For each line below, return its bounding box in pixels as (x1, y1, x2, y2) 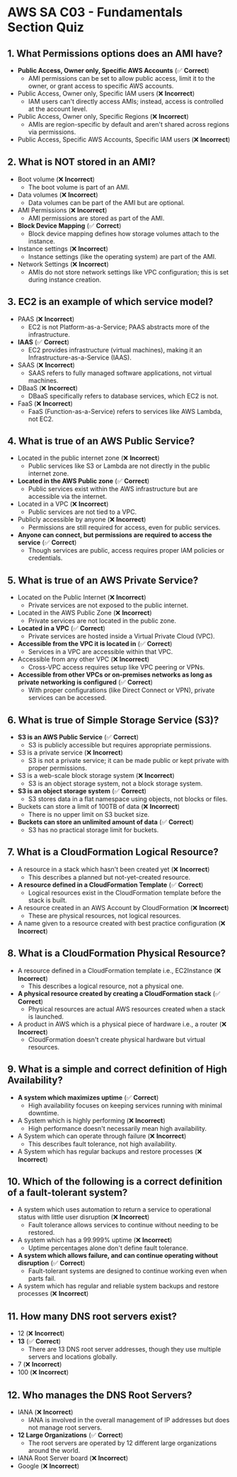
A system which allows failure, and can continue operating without (17, 1251, 219, 1260)
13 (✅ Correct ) (17, 1337, 62, 1345)
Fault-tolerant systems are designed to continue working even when (28, 1267, 228, 1275)
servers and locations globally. (28, 1352, 118, 1361)
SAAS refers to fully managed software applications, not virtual (28, 369, 212, 377)
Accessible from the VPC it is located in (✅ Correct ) (17, 640, 173, 648)
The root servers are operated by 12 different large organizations (28, 1438, 217, 1447)
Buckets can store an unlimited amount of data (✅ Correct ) (17, 818, 195, 827)
